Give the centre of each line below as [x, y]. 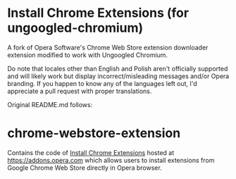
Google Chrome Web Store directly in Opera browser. [85, 168]
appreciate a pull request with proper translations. [80, 91]
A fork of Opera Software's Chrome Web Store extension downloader [108, 47]
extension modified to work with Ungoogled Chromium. [87, 55]
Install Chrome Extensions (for [98, 13]
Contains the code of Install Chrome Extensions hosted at [91, 152]
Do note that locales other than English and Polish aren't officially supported [118, 68]
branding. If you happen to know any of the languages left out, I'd [102, 83]
